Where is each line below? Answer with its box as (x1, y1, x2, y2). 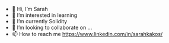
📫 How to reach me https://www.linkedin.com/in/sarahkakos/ (11, 31, 163, 37)
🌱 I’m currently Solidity (11, 18, 68, 24)
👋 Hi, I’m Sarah (11, 6, 49, 12)
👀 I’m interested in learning (11, 12, 78, 19)
